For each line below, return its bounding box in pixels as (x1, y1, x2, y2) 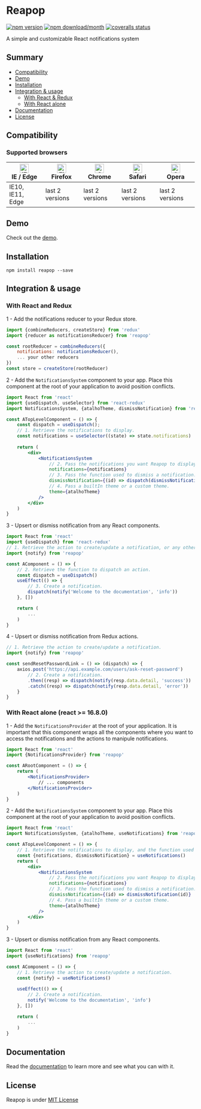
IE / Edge (11, 173, 38, 181)
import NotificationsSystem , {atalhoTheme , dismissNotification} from (6, 405, 186, 411)
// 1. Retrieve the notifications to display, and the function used (17, 847, 194, 853)
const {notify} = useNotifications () (17, 975, 111, 981)
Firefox (51, 173, 72, 181)
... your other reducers (17, 354, 79, 360)
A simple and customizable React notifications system (6, 35, 139, 42)
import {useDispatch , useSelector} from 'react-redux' (6, 400, 146, 406)
